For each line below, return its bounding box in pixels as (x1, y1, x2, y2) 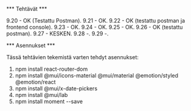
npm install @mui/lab (15, 91, 68, 98)
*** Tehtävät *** (6, 5, 47, 12)
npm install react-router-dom (15, 65, 88, 73)
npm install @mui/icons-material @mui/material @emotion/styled (15, 72, 178, 79)
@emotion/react (15, 79, 56, 85)
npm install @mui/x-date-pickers (15, 85, 98, 92)
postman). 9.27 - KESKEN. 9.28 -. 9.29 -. (6, 30, 109, 37)
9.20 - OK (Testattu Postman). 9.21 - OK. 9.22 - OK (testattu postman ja (6, 17, 186, 24)
